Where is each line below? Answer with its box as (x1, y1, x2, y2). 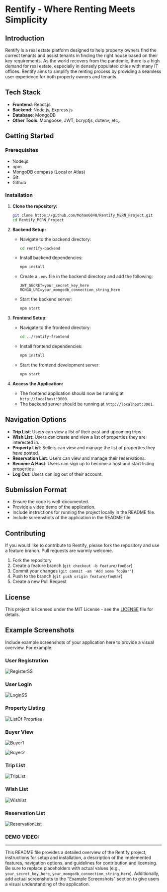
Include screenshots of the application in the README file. (12, 515, 132, 521)
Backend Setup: (12, 226, 46, 233)
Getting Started (5, 132, 54, 140)
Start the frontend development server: (19, 362, 100, 368)
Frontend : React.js (12, 101, 51, 107)
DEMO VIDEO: (5, 833, 40, 840)
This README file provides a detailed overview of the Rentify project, (5, 850, 147, 856)
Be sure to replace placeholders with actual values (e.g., (5, 865, 120, 872)
